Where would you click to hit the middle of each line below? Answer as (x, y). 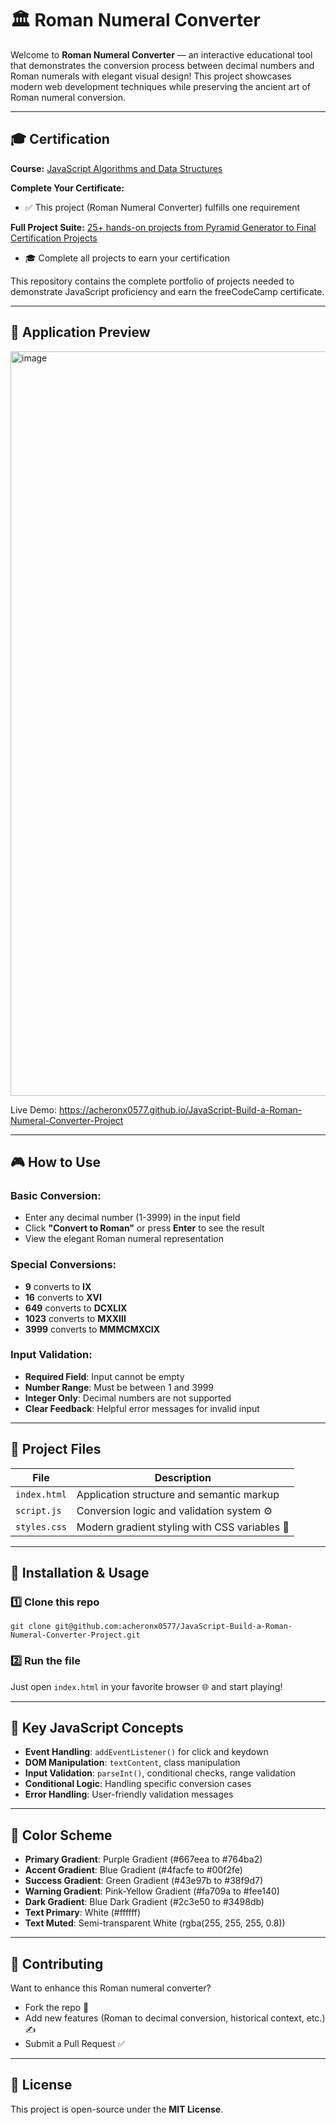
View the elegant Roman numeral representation (124, 1239)
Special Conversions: (63, 1265)
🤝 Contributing (57, 1963)
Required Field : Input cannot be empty (104, 1376)
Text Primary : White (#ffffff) (83, 1913)
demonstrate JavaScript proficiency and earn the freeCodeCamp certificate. (167, 291)
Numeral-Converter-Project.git (75, 1635)
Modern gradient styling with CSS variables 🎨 (183, 1527)
